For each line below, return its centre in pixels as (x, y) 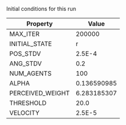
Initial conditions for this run (41, 9)
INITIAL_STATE (31, 44)
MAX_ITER (24, 34)
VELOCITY (24, 113)
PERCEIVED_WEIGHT (40, 93)
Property (40, 24)
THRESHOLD (28, 103)
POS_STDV (25, 54)
